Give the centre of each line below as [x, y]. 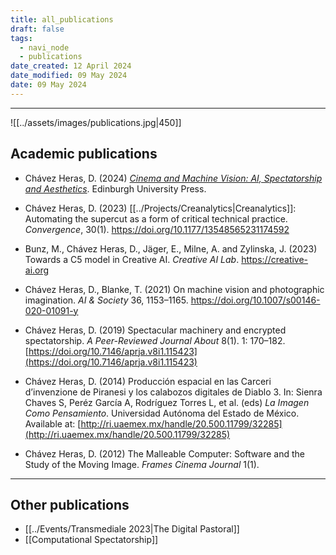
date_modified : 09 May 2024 [69, 76]
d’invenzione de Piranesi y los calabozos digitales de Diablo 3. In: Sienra [173, 392]
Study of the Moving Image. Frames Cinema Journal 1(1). [142, 464]
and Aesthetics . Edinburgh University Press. [115, 188]
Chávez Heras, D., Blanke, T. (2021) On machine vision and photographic [174, 289]
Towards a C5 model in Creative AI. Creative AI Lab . [132, 259]
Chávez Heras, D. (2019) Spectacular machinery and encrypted [155, 330]
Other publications [70, 504]
